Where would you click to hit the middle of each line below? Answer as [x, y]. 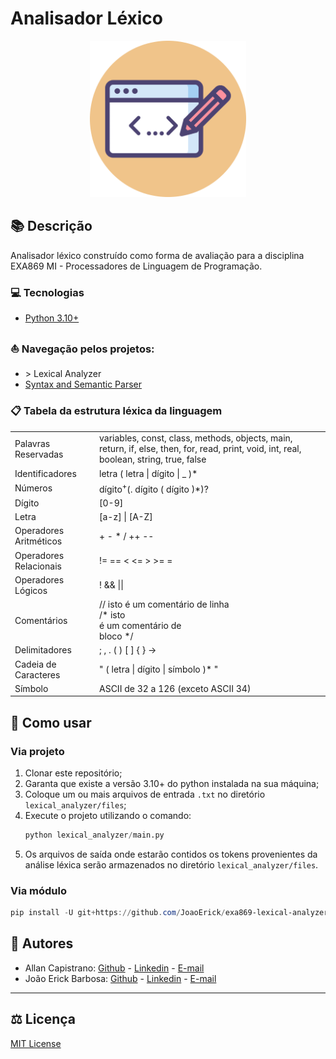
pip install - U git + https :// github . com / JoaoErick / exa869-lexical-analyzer [169, 913]
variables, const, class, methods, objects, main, [196, 438]
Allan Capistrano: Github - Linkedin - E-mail [114, 968]
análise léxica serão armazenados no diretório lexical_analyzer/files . [171, 864]
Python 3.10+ [52, 318]
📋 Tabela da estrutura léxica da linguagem [116, 411]
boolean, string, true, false [153, 459]
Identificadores [45, 473]
